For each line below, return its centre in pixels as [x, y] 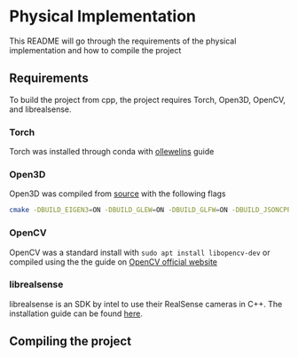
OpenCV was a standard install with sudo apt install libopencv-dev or [140, 252]
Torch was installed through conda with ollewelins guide [112, 152]
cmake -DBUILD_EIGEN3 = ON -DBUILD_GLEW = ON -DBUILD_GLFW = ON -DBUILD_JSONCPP [150, 210]
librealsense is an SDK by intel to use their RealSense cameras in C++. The [146, 304]
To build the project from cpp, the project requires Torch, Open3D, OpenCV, [148, 99]
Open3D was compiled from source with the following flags [118, 194]
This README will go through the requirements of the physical [123, 41]
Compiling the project [70, 341]
